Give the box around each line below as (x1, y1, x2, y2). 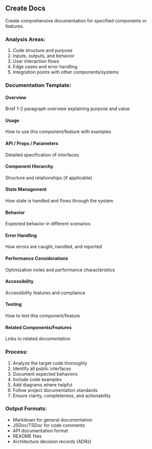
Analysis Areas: (5, 36, 46, 43)
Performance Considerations (5, 255, 68, 261)
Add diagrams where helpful (12, 382, 72, 388)
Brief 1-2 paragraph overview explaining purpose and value (5, 105, 130, 112)
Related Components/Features (5, 324, 72, 330)
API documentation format (12, 428, 68, 434)
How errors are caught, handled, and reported (5, 244, 102, 250)
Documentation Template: (5, 82, 71, 89)
